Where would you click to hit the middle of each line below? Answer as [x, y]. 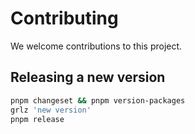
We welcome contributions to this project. [96, 46]
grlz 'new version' [51, 110]
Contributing [64, 18]
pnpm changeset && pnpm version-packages [98, 100]
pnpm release [37, 119]
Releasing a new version [88, 77]
